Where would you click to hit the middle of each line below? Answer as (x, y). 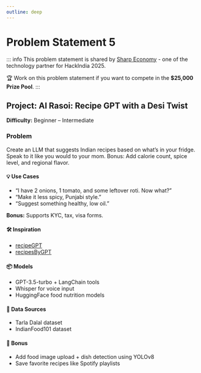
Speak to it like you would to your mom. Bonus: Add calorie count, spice (97, 156)
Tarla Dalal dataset (38, 323)
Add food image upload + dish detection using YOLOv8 (85, 357)
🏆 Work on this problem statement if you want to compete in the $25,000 (100, 78)
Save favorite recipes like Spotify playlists (68, 363)
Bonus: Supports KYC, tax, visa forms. (55, 215)
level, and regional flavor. (38, 162)
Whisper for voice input (45, 289)
